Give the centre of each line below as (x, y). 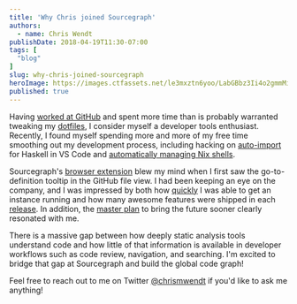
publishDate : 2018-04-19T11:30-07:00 (79, 42)
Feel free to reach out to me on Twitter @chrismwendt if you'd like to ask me (148, 280)
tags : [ (23, 50)
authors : (25, 26)
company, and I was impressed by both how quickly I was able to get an (140, 190)
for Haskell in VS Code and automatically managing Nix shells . (122, 154)
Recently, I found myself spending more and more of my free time (129, 135)
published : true (39, 91)
